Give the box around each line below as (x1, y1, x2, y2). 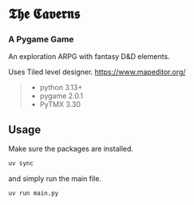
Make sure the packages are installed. (8, 144, 134, 154)
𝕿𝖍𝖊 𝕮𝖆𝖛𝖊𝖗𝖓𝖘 (8, 5, 81, 23)
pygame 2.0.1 (39, 91, 84, 101)
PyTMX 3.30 (39, 100, 81, 109)
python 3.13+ (39, 83, 83, 93)
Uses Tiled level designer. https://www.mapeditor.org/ (8, 67, 186, 77)
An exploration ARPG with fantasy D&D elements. (8, 52, 170, 61)
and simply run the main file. (8, 174, 102, 183)
